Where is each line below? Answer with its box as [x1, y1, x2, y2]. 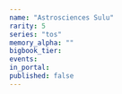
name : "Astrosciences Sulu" [9, 13, 115, 22]
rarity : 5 [9, 21, 47, 30]
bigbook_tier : [9, 47, 63, 56]
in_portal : [9, 64, 50, 73]
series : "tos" [9, 30, 63, 38]
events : [9, 55, 39, 64]
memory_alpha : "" [9, 38, 74, 47]
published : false [9, 72, 74, 81]
